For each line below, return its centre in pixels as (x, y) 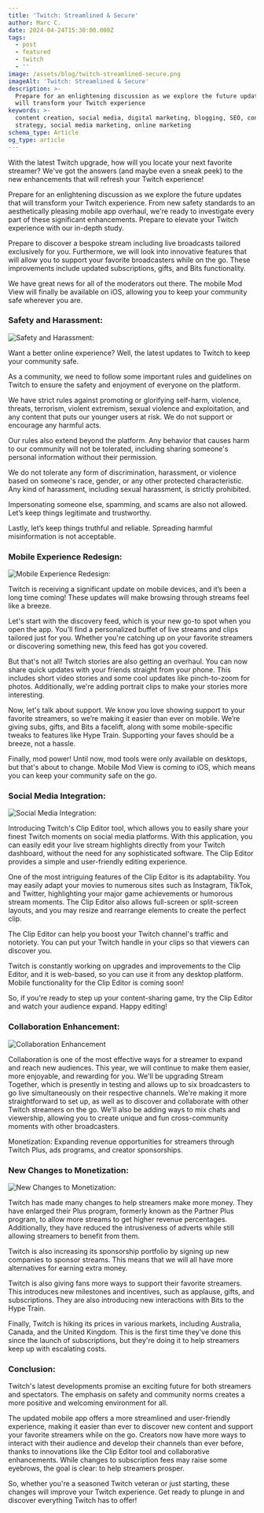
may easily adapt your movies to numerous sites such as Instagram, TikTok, (130, 886)
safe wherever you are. (46, 300)
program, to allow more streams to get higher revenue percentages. (118, 1219)
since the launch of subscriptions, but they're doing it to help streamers (124, 1340)
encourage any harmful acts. (55, 425)
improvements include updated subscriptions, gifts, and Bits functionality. (127, 268)
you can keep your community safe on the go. (82, 775)
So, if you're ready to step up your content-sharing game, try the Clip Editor (130, 998)
